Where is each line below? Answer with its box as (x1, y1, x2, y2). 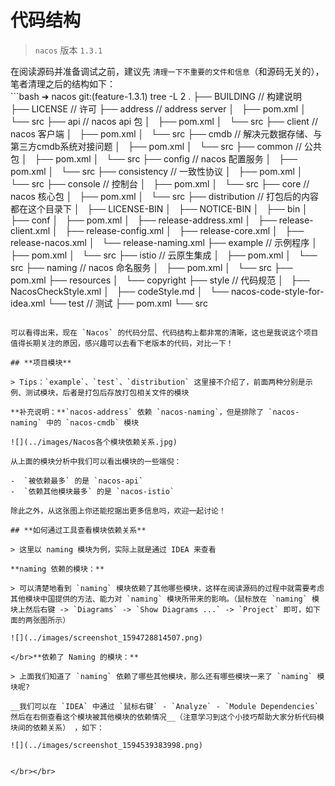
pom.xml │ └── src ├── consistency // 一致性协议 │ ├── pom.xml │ (10, 165, 303, 177)
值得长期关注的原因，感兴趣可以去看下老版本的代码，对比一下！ (10, 338, 234, 348)
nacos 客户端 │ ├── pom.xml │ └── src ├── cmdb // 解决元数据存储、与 (10, 127, 323, 140)
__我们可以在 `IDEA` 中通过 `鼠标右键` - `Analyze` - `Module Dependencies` (10, 701, 320, 711)
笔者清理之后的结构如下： (10, 77, 116, 90)
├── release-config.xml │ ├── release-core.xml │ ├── (64, 224, 305, 236)
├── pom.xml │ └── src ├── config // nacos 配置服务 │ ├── (34, 152, 298, 165)
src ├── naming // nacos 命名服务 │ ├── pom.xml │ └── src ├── (10, 261, 293, 273)
